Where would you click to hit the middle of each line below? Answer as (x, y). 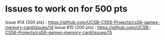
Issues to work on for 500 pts (66, 9)
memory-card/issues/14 (29, 27)
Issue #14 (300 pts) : (26, 22)
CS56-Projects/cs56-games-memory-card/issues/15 (59, 32)
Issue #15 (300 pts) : (75, 27)
